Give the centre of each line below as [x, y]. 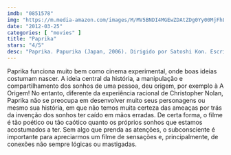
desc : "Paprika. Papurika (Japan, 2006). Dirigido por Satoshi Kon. [107, 52]
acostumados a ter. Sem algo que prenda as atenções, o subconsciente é [111, 129]
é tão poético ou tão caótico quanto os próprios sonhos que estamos [105, 122]
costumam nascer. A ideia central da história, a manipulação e [95, 78]
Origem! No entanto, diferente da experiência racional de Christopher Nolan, [115, 93]
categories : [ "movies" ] [44, 33]
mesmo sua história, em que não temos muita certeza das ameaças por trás [114, 108]
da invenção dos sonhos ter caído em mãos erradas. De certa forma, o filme [115, 115]
